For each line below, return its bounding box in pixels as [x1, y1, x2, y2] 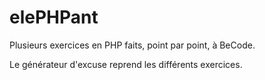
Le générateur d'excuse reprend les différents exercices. [9, 58, 243, 70]
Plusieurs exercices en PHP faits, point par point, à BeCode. [9, 39, 256, 51]
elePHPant [9, 6, 99, 29]
